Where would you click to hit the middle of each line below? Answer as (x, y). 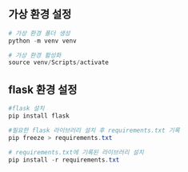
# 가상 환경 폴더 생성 (39, 33)
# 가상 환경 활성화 (35, 55)
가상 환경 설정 (40, 14)
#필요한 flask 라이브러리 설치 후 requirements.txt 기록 (94, 130)
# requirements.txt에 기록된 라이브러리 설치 (76, 152)
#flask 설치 (26, 109)
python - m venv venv (43, 41)
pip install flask (39, 116)
